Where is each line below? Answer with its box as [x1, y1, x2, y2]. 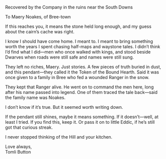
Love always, [5, 144, 32, 150]
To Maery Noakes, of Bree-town [5, 14, 71, 19]
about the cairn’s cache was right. [5, 29, 75, 34]
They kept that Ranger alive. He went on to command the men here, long [5, 84, 154, 90]
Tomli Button [5, 149, 31, 155]
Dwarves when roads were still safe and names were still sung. [5, 54, 134, 60]
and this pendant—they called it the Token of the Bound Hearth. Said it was [5, 69, 159, 75]
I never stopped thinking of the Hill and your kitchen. [5, 134, 113, 140]
